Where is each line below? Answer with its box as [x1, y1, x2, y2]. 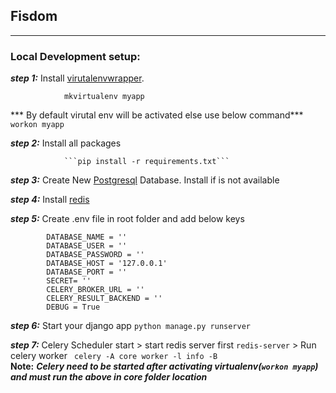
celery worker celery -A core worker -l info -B [10, 350, 218, 362]
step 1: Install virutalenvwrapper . [10, 72, 145, 84]
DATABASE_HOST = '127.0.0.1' [46, 259, 168, 269]
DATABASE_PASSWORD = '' [46, 250, 145, 260]
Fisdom [10, 8, 58, 25]
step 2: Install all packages [10, 137, 122, 149]
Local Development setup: [10, 49, 141, 63]
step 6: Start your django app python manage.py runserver [10, 320, 252, 332]
